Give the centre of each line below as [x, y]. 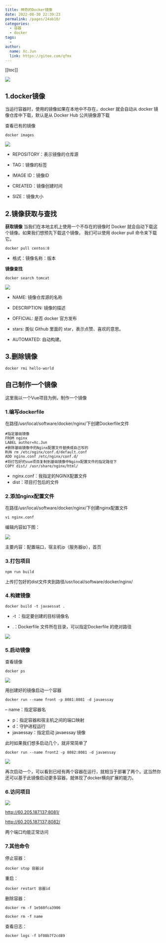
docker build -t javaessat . [35, 606]
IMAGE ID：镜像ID [31, 175]
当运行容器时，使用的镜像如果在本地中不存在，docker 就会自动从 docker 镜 [82, 109]
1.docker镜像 [25, 96]
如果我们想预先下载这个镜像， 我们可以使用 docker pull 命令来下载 [89, 233]
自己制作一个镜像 [31, 385]
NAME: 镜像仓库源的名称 [37, 297]
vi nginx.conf [20, 517]
